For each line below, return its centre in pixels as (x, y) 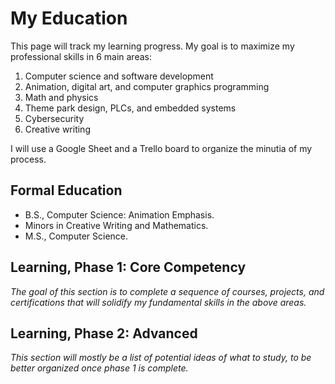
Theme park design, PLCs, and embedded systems (130, 108)
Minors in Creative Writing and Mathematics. (116, 225)
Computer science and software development (119, 76)
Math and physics (61, 97)
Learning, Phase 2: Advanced (104, 333)
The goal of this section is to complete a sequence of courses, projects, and (167, 291)
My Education (69, 18)
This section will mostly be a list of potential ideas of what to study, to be (161, 358)
